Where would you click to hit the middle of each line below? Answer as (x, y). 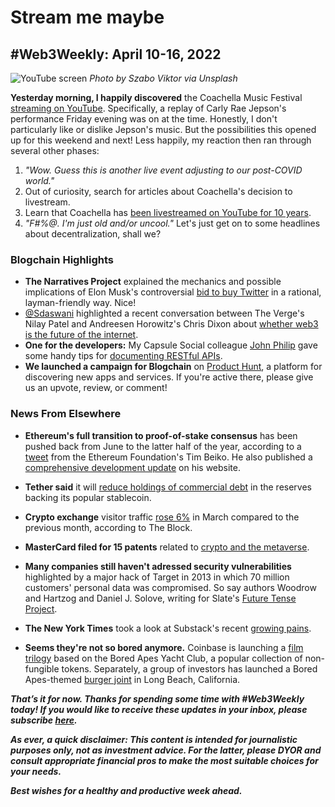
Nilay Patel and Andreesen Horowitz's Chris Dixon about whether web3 (171, 324)
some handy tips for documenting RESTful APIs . (123, 356)
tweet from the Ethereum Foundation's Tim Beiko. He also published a (168, 457)
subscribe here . (44, 720)
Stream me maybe (87, 17)
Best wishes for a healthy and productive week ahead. (126, 790)
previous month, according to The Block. (108, 527)
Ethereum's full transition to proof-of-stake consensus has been (161, 435)
